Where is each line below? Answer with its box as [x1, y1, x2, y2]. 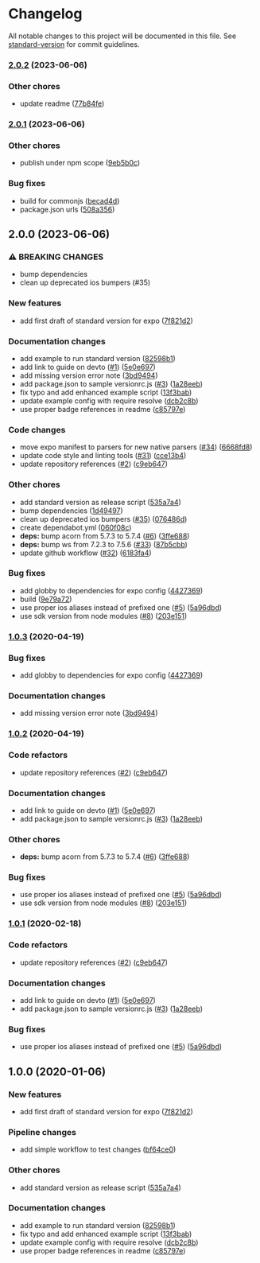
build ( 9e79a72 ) [19, 594, 72, 604]
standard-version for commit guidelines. [8, 39, 140, 49]
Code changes [8, 424, 66, 435]
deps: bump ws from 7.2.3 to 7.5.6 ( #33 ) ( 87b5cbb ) [19, 539, 188, 549]
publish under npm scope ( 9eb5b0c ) [19, 158, 141, 168]
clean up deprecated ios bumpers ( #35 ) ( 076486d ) [19, 514, 188, 523]
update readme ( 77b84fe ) [19, 99, 105, 108]
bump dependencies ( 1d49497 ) [19, 506, 123, 515]
